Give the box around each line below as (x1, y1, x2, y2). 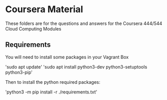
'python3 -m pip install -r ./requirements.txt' (5, 89, 97, 95)
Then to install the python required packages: (5, 79, 101, 85)
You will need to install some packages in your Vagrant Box (5, 54, 129, 60)
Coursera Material (5, 4, 83, 15)
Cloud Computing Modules (5, 25, 62, 31)
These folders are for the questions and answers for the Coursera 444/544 (5, 20, 162, 26)
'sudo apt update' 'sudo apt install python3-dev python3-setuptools (5, 63, 147, 70)
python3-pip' (5, 69, 33, 75)
